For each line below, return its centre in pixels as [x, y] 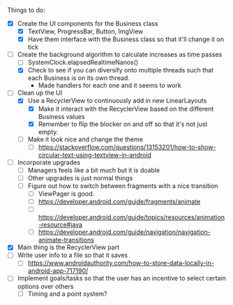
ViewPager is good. [66, 194]
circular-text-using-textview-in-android [95, 155]
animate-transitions [66, 240]
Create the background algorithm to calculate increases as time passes [120, 54]
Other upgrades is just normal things [80, 178]
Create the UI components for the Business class [88, 23]
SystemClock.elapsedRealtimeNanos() [83, 63]
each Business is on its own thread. [79, 78]
